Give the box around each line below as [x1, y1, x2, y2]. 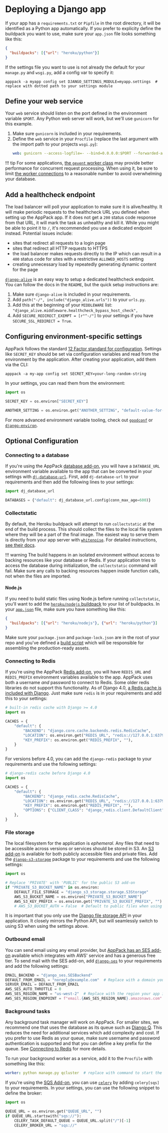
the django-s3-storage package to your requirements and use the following [5, 856, 160, 862]
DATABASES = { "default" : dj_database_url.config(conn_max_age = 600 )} [5, 498, 151, 503]
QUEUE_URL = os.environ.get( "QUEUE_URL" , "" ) [5, 1109, 101, 1114]
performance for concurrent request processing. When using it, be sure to [5, 165, 158, 171]
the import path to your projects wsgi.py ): [12, 141, 98, 147]
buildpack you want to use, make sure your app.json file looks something [5, 31, 156, 37]
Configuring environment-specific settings [5, 332, 142, 341]
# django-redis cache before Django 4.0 [5, 771, 91, 776]
